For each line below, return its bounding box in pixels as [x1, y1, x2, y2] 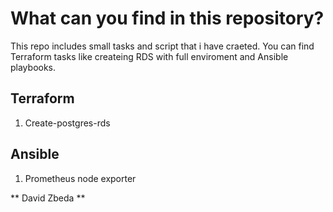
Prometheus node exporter [24, 172, 137, 184]
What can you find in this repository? [10, 7, 325, 30]
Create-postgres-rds [24, 117, 111, 129]
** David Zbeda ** [10, 192, 86, 204]
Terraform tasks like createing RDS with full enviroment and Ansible [10, 50, 289, 62]
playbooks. [10, 61, 57, 73]
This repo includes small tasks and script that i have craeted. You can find [10, 40, 315, 52]
